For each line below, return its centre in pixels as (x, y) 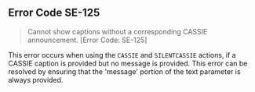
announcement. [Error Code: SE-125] (87, 40)
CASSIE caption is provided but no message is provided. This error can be (128, 63)
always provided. (36, 80)
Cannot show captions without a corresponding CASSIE (117, 31)
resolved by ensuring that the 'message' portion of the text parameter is (124, 71)
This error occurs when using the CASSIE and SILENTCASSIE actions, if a (122, 55)
